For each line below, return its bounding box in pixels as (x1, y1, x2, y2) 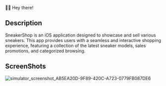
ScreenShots (5, 62, 46, 71)
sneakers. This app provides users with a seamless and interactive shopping (5, 37, 162, 43)
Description (5, 19, 42, 27)
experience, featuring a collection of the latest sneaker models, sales (5, 43, 146, 48)
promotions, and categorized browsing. (5, 47, 86, 54)
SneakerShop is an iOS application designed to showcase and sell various (5, 32, 156, 38)
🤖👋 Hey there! (5, 5, 34, 10)
